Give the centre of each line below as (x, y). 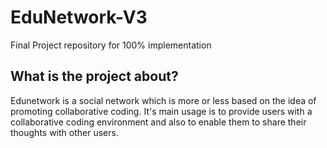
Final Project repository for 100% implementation (111, 45)
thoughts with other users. (64, 132)
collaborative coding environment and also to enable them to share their (158, 122)
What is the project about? (94, 76)
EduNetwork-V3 (79, 17)
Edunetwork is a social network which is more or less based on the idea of (163, 100)
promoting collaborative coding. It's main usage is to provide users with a (161, 111)
